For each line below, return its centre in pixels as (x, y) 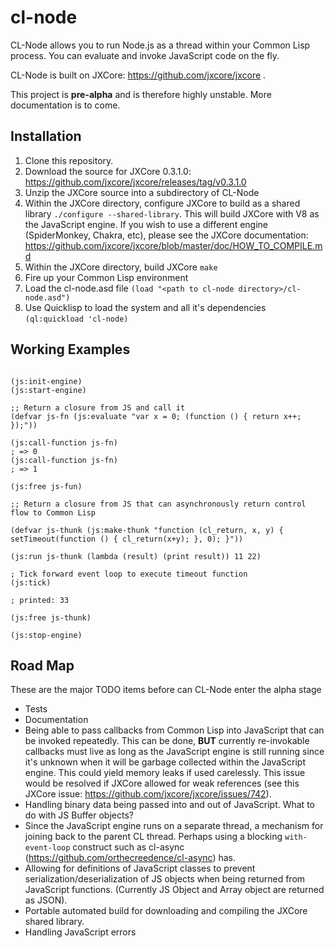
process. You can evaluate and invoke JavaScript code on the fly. (145, 55)
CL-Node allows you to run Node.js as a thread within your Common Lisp (160, 45)
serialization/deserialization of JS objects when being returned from (165, 879)
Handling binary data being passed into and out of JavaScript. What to (169, 805)
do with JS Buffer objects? (79, 815)
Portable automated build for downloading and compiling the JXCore (166, 911)
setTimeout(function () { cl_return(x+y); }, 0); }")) (127, 539)
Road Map (42, 665)
